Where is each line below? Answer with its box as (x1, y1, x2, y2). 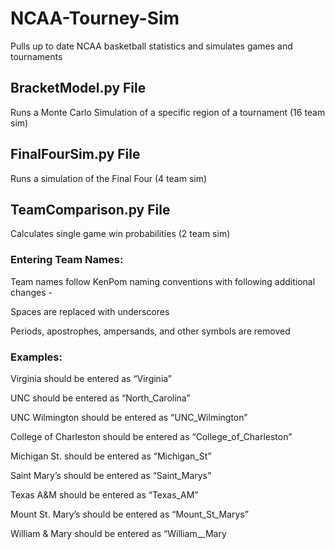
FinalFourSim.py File (10, 146, 141, 163)
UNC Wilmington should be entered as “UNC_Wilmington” (10, 411, 248, 423)
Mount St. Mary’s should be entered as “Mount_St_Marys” (10, 508, 249, 520)
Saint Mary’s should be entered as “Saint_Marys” (10, 469, 212, 481)
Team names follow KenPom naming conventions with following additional (10, 275, 316, 287)
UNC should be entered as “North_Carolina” (10, 392, 191, 404)
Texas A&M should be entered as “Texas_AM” (10, 488, 199, 501)
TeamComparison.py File (10, 201, 171, 218)
